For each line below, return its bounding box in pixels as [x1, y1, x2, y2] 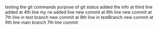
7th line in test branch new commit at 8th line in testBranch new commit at [5, 14, 154, 20]
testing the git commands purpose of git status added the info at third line [5, 4, 153, 10]
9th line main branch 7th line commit [5, 19, 78, 25]
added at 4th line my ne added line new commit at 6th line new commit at [5, 9, 152, 15]
